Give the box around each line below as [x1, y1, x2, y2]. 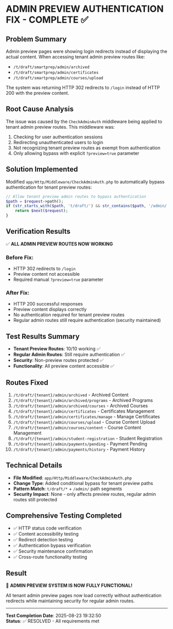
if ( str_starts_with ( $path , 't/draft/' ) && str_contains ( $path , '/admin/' [6, 204, 169, 209]
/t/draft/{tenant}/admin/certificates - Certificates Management [13, 408, 155, 414]
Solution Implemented [6, 165, 79, 174]
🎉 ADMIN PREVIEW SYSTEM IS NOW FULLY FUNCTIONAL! [6, 582, 133, 589]
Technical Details [6, 461, 63, 470]
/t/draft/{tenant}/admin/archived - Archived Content [13, 392, 129, 398]
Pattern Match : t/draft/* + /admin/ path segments [13, 485, 122, 492]
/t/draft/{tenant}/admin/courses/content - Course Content [13, 424, 142, 431]
